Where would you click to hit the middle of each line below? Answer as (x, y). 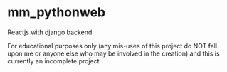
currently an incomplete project (53, 61)
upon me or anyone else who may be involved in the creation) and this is (114, 53)
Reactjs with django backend (50, 32)
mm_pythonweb (56, 12)
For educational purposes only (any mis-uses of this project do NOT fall (112, 46)
